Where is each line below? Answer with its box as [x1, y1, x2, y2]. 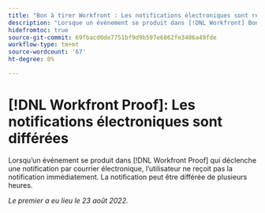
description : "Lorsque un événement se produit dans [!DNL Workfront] [8, 19, 245, 27]
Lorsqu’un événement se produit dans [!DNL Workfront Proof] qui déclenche [8, 155, 257, 165]
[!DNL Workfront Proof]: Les [8, 96, 196, 114]
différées [8, 130, 69, 148]
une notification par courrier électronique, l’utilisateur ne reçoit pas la [8, 163, 233, 173]
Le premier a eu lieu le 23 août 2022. [8, 196, 129, 205]
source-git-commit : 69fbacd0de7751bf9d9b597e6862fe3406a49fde [8, 33, 217, 42]
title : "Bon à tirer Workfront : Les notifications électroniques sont [8, 11, 248, 20]
